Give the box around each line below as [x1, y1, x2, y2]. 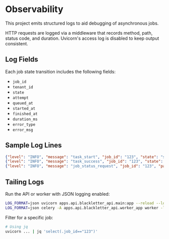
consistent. [5, 40, 29, 46]
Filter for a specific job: [5, 214, 53, 220]
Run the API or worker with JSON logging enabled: [5, 191, 110, 197]
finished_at [12, 111, 38, 116]
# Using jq [5, 224, 28, 229]
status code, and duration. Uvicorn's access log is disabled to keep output [5, 35, 159, 41]
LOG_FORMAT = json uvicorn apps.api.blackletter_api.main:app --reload [5, 201, 154, 206]
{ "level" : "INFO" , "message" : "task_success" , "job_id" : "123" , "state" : [5, 159, 163, 164]
